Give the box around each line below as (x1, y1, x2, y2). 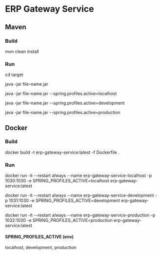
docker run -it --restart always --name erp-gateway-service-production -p (5, 212, 156, 218)
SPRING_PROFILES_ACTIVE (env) (5, 234, 74, 239)
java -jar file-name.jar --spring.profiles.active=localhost (5, 91, 117, 97)
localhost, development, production (5, 245, 77, 251)
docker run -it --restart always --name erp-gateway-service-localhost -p (5, 173, 152, 178)
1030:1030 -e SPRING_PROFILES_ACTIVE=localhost (5, 178, 109, 184)
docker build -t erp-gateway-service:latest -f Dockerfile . (5, 149, 120, 155)
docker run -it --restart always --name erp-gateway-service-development (5, 193, 154, 198)
